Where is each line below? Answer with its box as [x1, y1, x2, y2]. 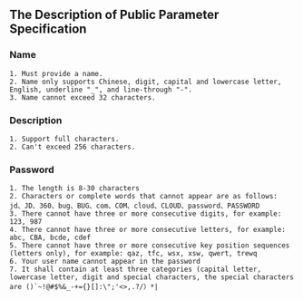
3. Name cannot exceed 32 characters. [9, 92, 156, 102]
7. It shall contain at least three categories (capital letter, [9, 265, 261, 275]
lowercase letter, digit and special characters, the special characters [9, 273, 295, 282]
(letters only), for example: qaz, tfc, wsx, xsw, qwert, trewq [9, 249, 258, 258]
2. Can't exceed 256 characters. [9, 142, 136, 151]
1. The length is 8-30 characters [9, 184, 141, 193]
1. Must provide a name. [9, 69, 103, 78]
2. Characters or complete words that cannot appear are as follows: [9, 192, 279, 201]
